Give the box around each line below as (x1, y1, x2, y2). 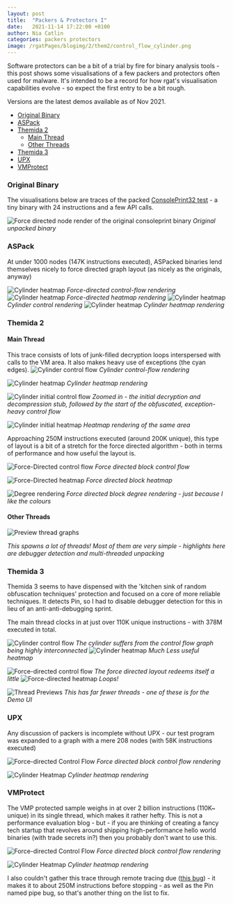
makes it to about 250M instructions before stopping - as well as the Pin (7, 881, 214, 889)
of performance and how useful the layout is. (7, 449, 136, 457)
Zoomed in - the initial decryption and (92, 392, 201, 400)
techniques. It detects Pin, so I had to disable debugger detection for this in (7, 597, 223, 606)
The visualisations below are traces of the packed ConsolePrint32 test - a (7, 196, 218, 204)
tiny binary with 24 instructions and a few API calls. (7, 203, 154, 212)
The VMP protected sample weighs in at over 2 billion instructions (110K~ (7, 804, 216, 812)
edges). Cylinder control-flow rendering (7, 365, 190, 373)
